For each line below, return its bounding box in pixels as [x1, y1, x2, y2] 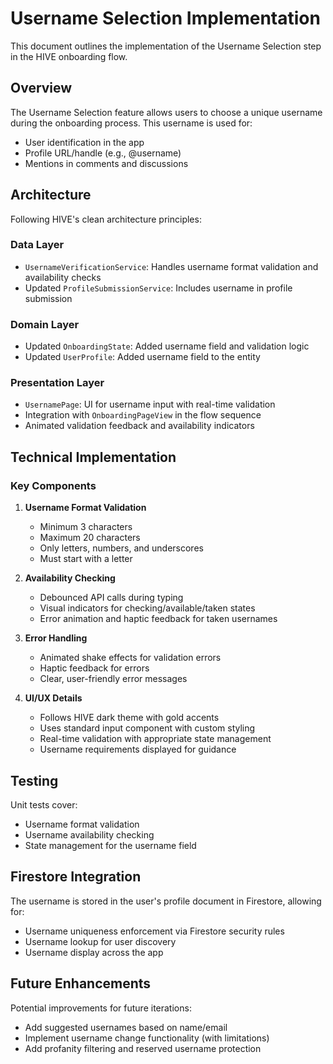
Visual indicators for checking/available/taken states [39, 602, 256, 614]
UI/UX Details [24, 692, 83, 704]
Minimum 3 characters [39, 521, 133, 533]
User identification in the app [24, 136, 145, 148]
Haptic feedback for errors [39, 662, 150, 674]
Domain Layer [10, 317, 80, 331]
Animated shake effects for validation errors [39, 652, 222, 664]
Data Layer [10, 238, 65, 252]
